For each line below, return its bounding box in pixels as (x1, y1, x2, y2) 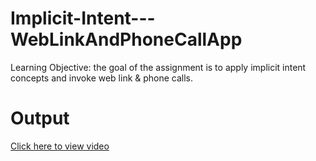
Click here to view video (10, 140, 110, 152)
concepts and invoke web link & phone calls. (10, 72, 194, 84)
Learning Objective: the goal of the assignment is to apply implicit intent (10, 61, 307, 73)
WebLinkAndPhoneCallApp (10, 28, 243, 51)
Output (10, 107, 70, 130)
